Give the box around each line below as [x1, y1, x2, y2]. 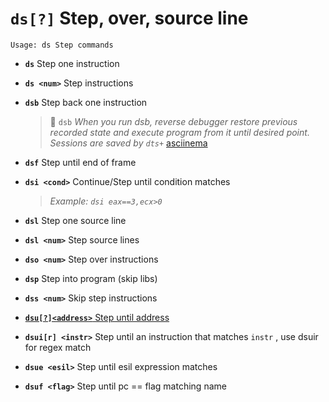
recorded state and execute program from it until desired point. [49, 126, 310, 138]
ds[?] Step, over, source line [10, 7, 249, 30]
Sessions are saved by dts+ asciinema [49, 137, 208, 149]
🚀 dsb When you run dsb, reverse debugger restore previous [49, 115, 298, 127]
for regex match [24, 341, 92, 353]
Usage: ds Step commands [10, 40, 114, 50]
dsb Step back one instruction [24, 96, 148, 108]
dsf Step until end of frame [24, 156, 137, 168]
